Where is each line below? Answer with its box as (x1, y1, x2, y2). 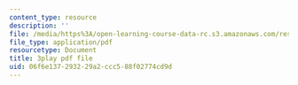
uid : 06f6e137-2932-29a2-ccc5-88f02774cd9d (9, 63, 173, 72)
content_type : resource (9, 12, 98, 22)
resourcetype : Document (9, 46, 98, 55)
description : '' (9, 21, 69, 30)
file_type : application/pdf (9, 37, 114, 47)
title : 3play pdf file (9, 54, 93, 63)
